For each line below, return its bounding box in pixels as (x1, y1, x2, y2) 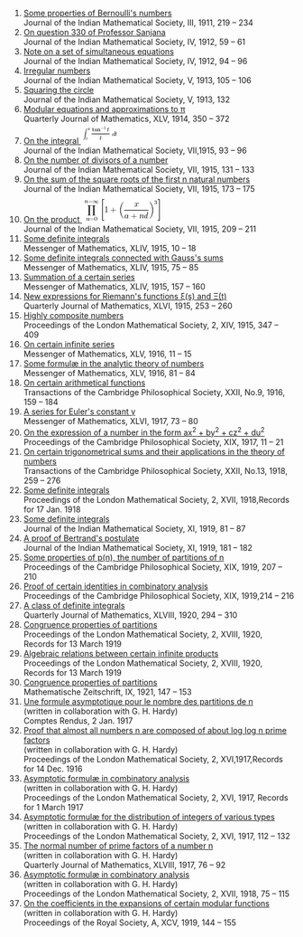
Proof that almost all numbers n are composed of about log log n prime (23, 724, 288, 735)
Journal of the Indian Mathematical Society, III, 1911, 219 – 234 (23, 17, 253, 28)
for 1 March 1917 (23, 801, 84, 812)
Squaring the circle (23, 85, 95, 95)
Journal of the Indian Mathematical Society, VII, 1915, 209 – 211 (23, 223, 256, 234)
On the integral (23, 136, 79, 146)
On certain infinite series (23, 339, 115, 349)
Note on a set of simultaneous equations (23, 46, 175, 57)
